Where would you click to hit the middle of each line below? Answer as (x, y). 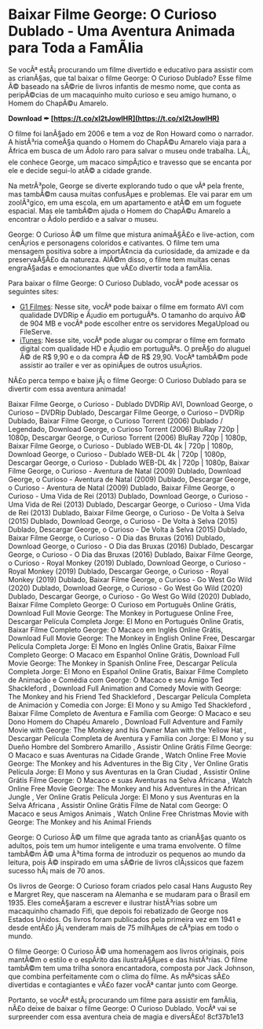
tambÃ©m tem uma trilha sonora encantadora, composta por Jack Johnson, (131, 968)
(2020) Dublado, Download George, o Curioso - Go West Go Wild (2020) (126, 588)
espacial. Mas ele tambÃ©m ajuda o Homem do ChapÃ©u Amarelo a (120, 211)
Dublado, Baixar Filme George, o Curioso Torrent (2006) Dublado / (116, 420)
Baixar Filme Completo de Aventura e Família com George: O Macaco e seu (130, 713)
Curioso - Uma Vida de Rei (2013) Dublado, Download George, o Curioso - (128, 496)
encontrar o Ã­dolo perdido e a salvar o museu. (83, 219)
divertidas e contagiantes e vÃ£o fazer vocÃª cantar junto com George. (123, 984)
